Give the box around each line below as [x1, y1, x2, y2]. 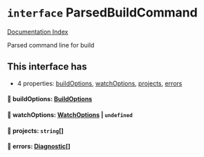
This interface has [7, 61, 88, 73]
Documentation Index [7, 28, 68, 36]
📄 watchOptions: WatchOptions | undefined [7, 110, 133, 118]
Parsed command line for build [7, 41, 95, 49]
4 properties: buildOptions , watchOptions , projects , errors [17, 79, 183, 87]
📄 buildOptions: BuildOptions [7, 95, 93, 103]
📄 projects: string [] [7, 126, 64, 135]
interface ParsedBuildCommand [7, 5, 198, 21]
